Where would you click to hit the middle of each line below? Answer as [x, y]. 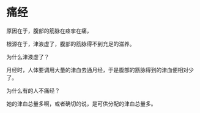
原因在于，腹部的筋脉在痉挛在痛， [49, 31]
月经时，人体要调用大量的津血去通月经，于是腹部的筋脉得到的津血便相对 [97, 70]
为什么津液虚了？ [28, 56]
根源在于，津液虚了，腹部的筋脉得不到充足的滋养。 [71, 44]
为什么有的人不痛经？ [33, 90]
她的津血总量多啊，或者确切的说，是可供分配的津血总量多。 [81, 103]
